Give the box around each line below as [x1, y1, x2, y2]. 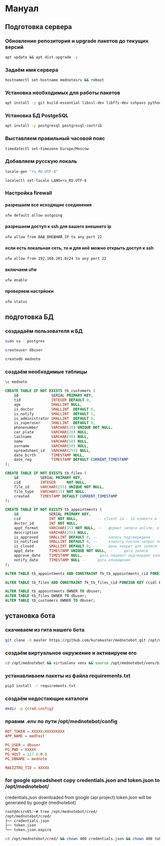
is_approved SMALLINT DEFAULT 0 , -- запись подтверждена [14, 535, 151, 540]
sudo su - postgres [5, 339, 45, 344]
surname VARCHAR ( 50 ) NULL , [14, 443, 89, 448]
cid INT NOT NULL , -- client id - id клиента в [14, 516, 157, 521]
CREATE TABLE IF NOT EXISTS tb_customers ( [5, 388, 96, 394]
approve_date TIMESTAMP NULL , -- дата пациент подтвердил [14, 553, 151, 558]
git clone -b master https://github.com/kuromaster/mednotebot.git [5, 637, 146, 643]
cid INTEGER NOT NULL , [14, 479, 87, 485]
